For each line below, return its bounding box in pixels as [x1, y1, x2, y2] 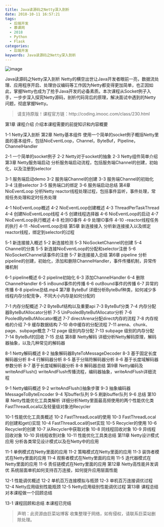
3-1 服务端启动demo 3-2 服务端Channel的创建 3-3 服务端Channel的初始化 [5, 176, 154, 182]
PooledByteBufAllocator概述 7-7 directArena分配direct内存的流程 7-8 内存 [5, 316, 154, 321]
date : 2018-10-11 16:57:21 [5, 12, 60, 17]
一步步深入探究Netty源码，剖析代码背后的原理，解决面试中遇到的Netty [13, 94, 156, 100]
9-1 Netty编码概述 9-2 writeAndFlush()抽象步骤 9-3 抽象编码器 [5, 385, 131, 391]
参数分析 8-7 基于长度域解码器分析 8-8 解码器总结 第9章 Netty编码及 [5, 363, 143, 368]
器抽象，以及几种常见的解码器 [5, 340, 65, 346]
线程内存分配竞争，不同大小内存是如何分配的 [5, 293, 95, 299]
